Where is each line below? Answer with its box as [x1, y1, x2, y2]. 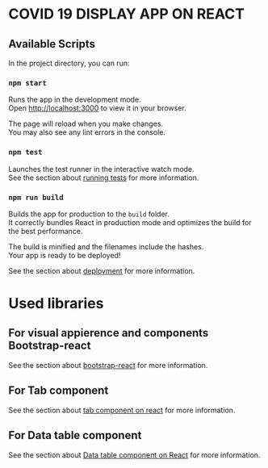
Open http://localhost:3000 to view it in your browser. [8, 103, 187, 113]
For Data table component [8, 428, 142, 442]
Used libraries [8, 295, 104, 313]
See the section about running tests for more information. [8, 173, 199, 182]
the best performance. [8, 226, 83, 236]
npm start [8, 78, 47, 87]
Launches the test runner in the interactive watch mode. [8, 164, 195, 173]
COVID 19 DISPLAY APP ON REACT [8, 5, 245, 23]
